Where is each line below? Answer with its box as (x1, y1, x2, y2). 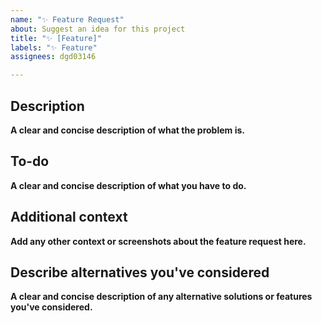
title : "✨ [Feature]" (10, 33, 102, 43)
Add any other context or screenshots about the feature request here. (10, 235, 307, 247)
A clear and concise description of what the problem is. (10, 124, 245, 136)
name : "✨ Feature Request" (10, 14, 125, 25)
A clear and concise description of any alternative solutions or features (10, 291, 313, 303)
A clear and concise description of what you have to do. (10, 179, 247, 191)
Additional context (10, 209, 128, 226)
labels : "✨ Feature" (10, 42, 98, 53)
